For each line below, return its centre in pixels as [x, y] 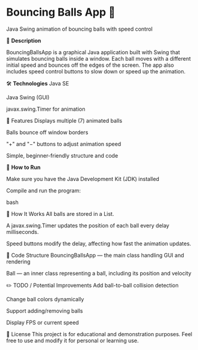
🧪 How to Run [23, 167]
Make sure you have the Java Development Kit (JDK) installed [83, 179]
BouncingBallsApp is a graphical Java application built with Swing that [93, 52]
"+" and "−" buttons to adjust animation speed [64, 144]
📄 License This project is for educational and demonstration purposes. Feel [99, 334]
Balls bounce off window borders [47, 132]
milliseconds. [23, 232]
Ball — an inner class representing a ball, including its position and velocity [99, 273]
